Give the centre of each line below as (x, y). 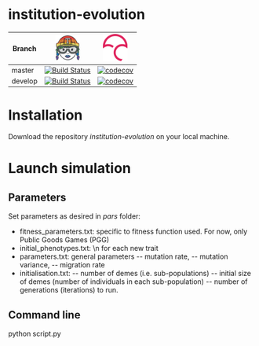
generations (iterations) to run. (69, 290)
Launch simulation (70, 169)
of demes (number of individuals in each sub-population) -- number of (134, 282)
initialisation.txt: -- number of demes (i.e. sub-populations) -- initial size (135, 274)
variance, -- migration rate (62, 265)
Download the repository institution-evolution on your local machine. (119, 137)
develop (24, 81)
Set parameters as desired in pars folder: (75, 216)
